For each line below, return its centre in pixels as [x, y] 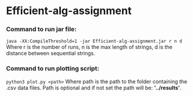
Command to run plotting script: [53, 69]
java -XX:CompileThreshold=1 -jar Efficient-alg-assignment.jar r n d [94, 41]
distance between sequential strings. [51, 53]
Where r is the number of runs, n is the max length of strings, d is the [89, 47]
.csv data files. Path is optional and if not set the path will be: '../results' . [94, 88]
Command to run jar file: [41, 29]
